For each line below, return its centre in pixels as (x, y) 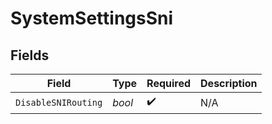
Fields (30, 55)
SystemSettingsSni (92, 18)
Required (169, 83)
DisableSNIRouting (59, 102)
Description (229, 83)
